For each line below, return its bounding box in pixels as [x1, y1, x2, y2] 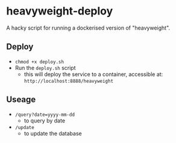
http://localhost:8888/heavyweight [24, 78, 113, 84]
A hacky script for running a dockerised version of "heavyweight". [6, 24, 171, 31]
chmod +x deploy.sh [14, 59, 64, 65]
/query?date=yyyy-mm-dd [14, 112, 75, 118]
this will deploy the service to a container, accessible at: [24, 71, 163, 78]
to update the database [24, 130, 83, 137]
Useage [6, 95, 36, 105]
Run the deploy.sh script [14, 64, 76, 71]
